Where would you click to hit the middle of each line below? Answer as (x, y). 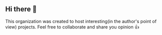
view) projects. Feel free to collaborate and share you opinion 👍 (72, 27)
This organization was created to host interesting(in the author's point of (81, 21)
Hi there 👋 (21, 9)
